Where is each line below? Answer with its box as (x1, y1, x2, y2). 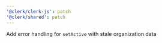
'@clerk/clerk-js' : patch (6, 8, 71, 15)
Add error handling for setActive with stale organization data (6, 30, 157, 37)
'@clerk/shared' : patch (6, 14, 66, 20)
